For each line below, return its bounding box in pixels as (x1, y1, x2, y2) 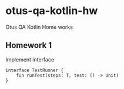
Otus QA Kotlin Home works (5, 23, 73, 30)
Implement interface (5, 56, 55, 63)
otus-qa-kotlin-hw (5, 4, 98, 18)
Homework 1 (5, 40, 52, 50)
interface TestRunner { (5, 67, 64, 73)
